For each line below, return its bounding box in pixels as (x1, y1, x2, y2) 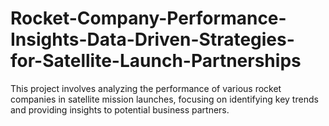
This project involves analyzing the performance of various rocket (10, 82, 282, 94)
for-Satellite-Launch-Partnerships (10, 50, 302, 72)
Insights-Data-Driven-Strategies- (10, 28, 295, 51)
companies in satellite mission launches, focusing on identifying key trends (10, 93, 319, 105)
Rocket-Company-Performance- (10, 7, 287, 30)
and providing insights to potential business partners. (10, 103, 230, 116)
